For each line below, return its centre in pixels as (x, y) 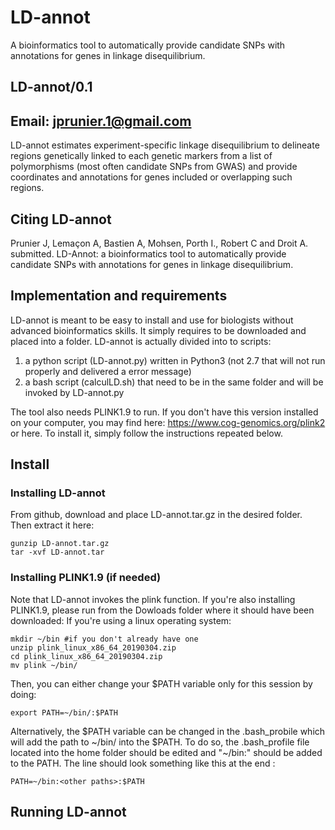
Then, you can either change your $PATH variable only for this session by (161, 683)
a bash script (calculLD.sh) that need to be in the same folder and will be (174, 382)
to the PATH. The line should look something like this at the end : (143, 763)
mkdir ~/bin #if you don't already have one (104, 639)
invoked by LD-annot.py (74, 392)
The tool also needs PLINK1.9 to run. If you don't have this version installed (164, 412)
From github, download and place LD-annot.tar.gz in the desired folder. (156, 515)
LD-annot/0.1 (51, 87)
